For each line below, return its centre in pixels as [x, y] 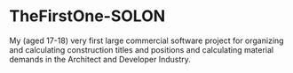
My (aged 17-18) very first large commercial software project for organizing [146, 40]
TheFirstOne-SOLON [87, 16]
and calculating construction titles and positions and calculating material [141, 49]
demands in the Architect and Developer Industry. [100, 59]
